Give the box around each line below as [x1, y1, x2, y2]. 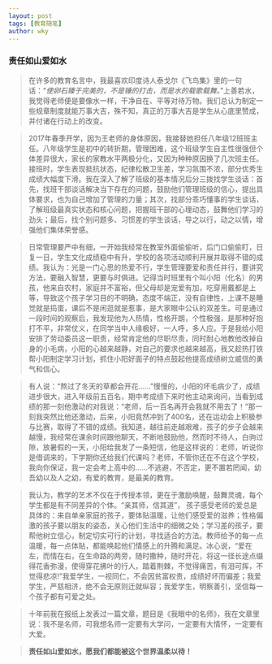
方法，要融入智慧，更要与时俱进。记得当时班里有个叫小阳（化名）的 [28, 272, 257, 282]
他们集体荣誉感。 [35, 224, 93, 234]
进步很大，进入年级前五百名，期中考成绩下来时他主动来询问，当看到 [28, 391, 257, 401]
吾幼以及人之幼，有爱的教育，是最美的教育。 [28, 472, 179, 482]
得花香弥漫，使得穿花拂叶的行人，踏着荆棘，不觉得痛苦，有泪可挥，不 [28, 561, 264, 571]
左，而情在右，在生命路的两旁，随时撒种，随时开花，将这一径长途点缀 [28, 550, 264, 561]
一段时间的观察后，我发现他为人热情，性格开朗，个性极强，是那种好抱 [28, 313, 264, 323]
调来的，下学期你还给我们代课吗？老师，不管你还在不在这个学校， [42, 452, 264, 462]
